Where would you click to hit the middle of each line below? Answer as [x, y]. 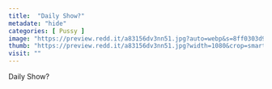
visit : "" [25, 53]
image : [19, 38]
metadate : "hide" [38, 23]
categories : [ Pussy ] [47, 31]
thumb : [19, 46]
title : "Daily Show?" [47, 16]
